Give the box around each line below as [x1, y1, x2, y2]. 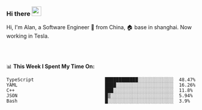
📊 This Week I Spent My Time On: [6, 63, 95, 70]
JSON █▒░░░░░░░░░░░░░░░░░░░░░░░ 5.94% [6, 93, 193, 99]
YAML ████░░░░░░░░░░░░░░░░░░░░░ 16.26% [6, 82, 196, 88]
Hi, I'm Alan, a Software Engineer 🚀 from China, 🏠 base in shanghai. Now [6, 24, 192, 31]
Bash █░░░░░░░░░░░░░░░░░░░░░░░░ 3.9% [6, 98, 190, 105]
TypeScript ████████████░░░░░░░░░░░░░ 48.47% [6, 77, 196, 83]
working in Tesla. [6, 32, 50, 40]
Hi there [6, 9, 31, 18]
